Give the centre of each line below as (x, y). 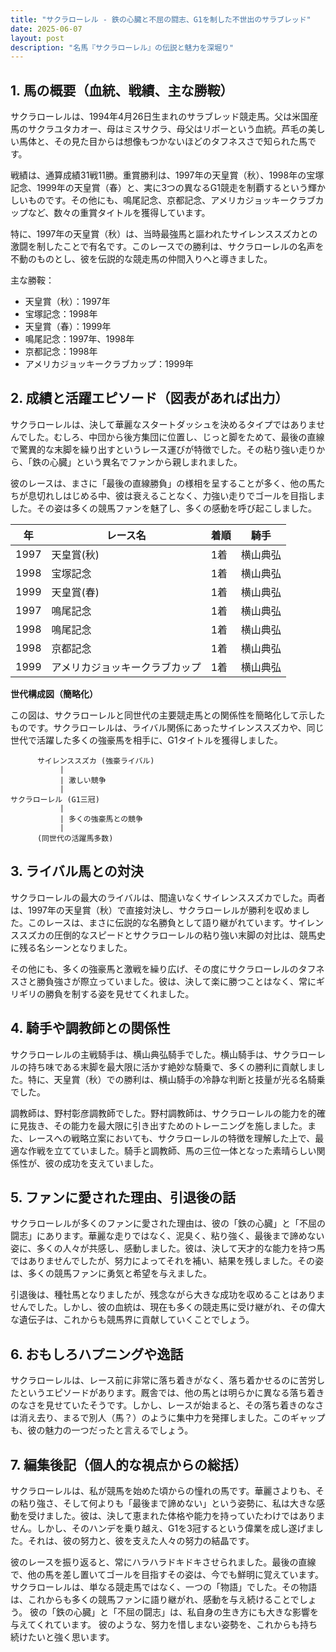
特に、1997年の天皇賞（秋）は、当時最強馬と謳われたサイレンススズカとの (164, 234)
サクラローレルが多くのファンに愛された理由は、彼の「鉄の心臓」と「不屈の (168, 1223)
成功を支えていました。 (111, 1163)
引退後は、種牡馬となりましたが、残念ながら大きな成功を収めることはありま (168, 1295)
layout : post (37, 38)
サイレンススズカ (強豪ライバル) (95, 761)
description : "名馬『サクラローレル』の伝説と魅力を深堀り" (122, 47)
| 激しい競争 (83, 780)
